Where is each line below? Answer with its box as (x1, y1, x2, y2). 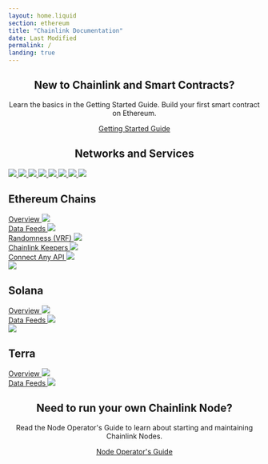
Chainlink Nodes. (106, 431, 162, 441)
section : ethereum (8, 19, 70, 27)
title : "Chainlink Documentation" (8, 26, 124, 34)
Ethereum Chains (8, 193, 97, 206)
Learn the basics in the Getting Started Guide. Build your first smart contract (9, 99, 260, 109)
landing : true (8, 49, 56, 57)
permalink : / (8, 42, 52, 50)
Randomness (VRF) (8, 234, 72, 243)
